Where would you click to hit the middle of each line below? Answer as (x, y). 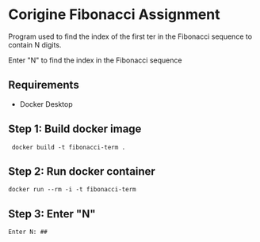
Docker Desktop (46, 104)
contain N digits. (35, 44)
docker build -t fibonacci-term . (69, 147)
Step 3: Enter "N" (52, 214)
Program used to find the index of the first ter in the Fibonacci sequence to (130, 36)
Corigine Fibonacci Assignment (114, 15)
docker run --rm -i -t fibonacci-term (72, 190)
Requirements (44, 85)
